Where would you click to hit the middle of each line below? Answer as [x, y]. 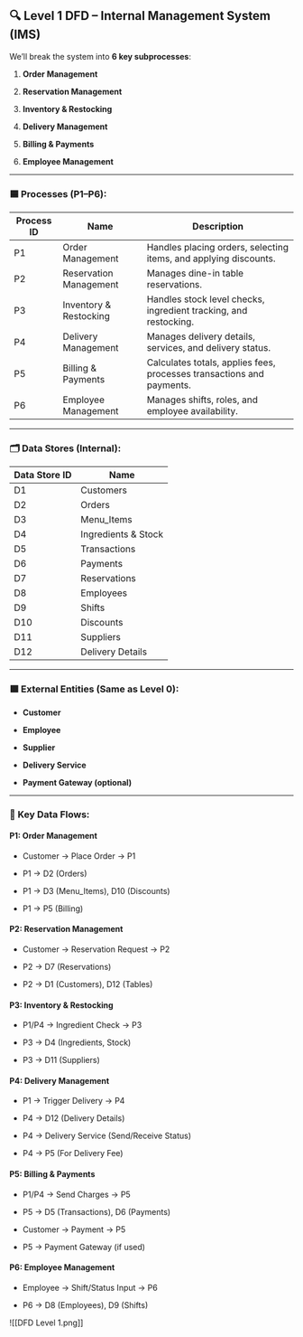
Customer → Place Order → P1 [79, 856]
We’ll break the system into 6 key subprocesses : [101, 56]
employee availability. [193, 411]
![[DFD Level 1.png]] [46, 1323]
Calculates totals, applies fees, [211, 362]
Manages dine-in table [195, 273]
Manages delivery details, [201, 336]
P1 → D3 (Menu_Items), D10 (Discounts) [96, 890]
